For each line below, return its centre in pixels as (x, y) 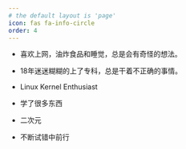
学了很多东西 (41, 104)
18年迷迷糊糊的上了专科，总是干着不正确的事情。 (101, 71)
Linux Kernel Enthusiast (59, 87)
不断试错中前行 (44, 137)
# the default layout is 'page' (62, 16)
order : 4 (23, 30)
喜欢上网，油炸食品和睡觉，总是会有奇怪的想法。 (101, 54)
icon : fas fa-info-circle (51, 23)
